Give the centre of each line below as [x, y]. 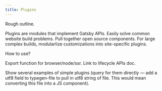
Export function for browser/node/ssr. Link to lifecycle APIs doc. [71, 63]
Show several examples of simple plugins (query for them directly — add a [81, 73]
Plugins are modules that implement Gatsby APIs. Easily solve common [78, 33]
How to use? [18, 53]
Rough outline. [20, 24]
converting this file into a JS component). [47, 83]
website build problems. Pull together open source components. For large [80, 39]
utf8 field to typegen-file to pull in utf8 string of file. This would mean [76, 78]
